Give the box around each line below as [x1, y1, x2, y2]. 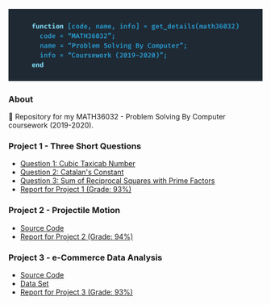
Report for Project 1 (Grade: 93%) [19, 185, 131, 194]
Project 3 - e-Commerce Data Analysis [8, 252, 163, 263]
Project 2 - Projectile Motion [8, 205, 121, 216]
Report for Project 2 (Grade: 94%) [19, 232, 133, 241]
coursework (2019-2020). [8, 120, 94, 130]
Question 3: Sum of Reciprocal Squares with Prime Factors [19, 176, 215, 186]
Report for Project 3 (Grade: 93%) [19, 287, 133, 297]
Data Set [19, 278, 49, 288]
